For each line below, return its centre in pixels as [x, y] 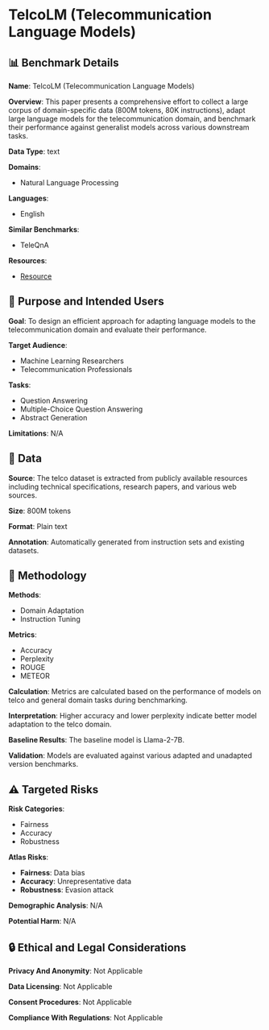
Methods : [25, 595]
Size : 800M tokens [39, 511]
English [32, 214]
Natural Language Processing [69, 182]
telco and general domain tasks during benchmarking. [98, 700]
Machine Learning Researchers [72, 361]
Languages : [29, 198]
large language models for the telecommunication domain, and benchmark [132, 119]
